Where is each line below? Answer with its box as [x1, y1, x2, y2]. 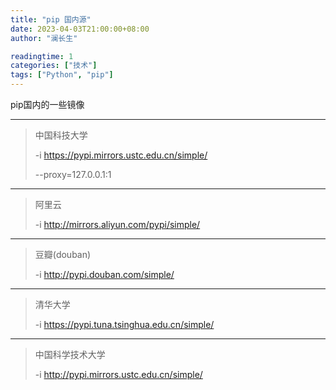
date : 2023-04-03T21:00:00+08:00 [10, 24, 150, 34]
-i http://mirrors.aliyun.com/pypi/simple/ [34, 219, 201, 230]
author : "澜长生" [10, 33, 78, 43]
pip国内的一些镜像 [10, 99, 85, 110]
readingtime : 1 [10, 51, 74, 61]
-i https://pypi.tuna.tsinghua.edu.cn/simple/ [34, 319, 215, 330]
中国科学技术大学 [34, 349, 106, 360]
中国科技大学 [34, 129, 88, 141]
